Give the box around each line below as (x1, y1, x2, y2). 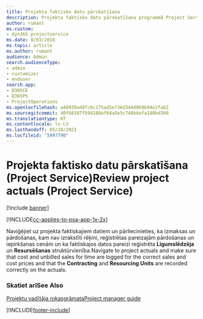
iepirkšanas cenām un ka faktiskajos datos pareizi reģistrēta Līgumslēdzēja (6, 240, 195, 248)
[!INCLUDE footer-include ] (6, 306, 71, 314)
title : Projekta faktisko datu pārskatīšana (6, 8, 120, 15)
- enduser (6, 76, 31, 82)
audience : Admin (6, 54, 47, 60)
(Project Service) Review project (6, 172, 169, 185)
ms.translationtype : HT (6, 115, 66, 121)
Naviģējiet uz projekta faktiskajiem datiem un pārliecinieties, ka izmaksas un (6, 227, 196, 234)
